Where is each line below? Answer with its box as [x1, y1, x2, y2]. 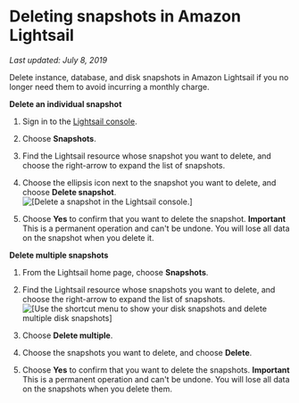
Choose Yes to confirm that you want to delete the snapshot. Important [21, 213, 287, 224]
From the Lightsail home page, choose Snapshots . [21, 267, 209, 277]
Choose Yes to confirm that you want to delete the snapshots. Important [21, 364, 290, 375]
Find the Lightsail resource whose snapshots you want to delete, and [21, 284, 276, 295]
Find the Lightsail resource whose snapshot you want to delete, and [21, 150, 272, 161]
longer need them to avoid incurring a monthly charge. [9, 81, 210, 92]
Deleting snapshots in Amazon [9, 6, 241, 27]
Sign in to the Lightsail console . [21, 116, 137, 127]
